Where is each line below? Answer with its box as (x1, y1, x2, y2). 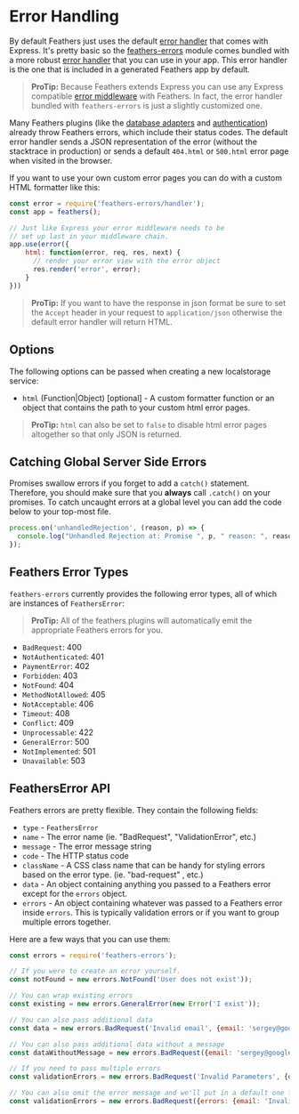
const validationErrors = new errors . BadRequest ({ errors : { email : (9, 1097, 261, 1106)
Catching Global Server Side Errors (9, 454, 207, 469)
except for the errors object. (21, 888, 127, 899)
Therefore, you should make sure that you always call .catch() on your (9, 488, 271, 498)
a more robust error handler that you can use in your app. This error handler (9, 54, 287, 65)
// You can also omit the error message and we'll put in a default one (9, 1088, 285, 1098)
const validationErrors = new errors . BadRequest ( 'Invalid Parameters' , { (9, 1072, 289, 1082)
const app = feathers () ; (9, 207, 101, 216)
